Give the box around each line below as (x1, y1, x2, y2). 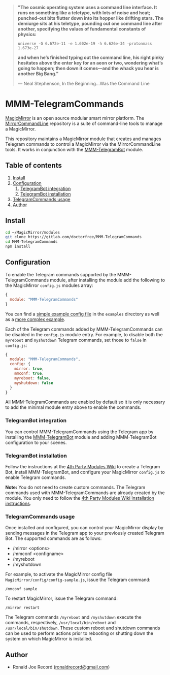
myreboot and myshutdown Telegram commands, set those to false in (5, 337, 147, 343)
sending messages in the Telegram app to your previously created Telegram (5, 530, 165, 536)
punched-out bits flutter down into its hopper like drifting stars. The (17, 15, 164, 21)
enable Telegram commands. (5, 474, 66, 480)
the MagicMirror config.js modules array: (5, 282, 93, 288)
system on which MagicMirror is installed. (5, 636, 92, 642)
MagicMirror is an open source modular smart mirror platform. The (5, 115, 145, 121)
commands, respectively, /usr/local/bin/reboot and (5, 620, 116, 626)
